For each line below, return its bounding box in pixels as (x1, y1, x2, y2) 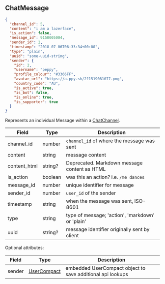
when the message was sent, (66, 198, 134, 205)
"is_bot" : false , (14, 90, 50, 95)
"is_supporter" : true (14, 99, 58, 104)
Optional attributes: (5, 245, 44, 251)
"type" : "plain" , (9, 49, 45, 54)
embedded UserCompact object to (65, 265, 146, 272)
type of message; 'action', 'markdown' (66, 212, 155, 219)
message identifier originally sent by (66, 226, 150, 233)
